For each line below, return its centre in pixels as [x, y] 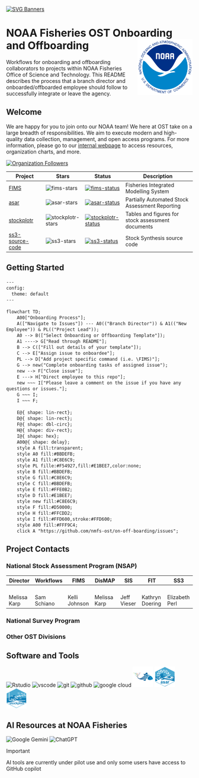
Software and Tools [43, 656]
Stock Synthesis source [154, 238]
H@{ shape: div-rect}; [45, 430]
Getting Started [35, 268]
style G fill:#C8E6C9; [45, 478]
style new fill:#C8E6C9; [47, 501]
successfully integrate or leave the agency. [59, 93]
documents [139, 226]
